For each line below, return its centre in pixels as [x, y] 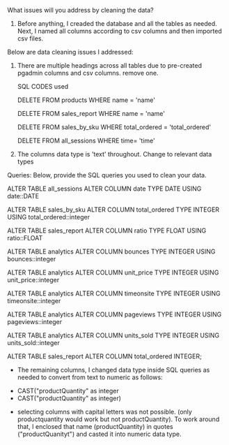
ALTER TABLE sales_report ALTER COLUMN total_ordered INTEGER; [104, 356]
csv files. [30, 38]
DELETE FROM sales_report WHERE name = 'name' [91, 114]
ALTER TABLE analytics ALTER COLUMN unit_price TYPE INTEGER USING [113, 272]
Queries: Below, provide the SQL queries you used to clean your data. [107, 175]
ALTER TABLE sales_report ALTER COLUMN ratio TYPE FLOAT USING [107, 231]
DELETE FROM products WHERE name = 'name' [86, 100]
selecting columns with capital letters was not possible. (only [105, 412]
